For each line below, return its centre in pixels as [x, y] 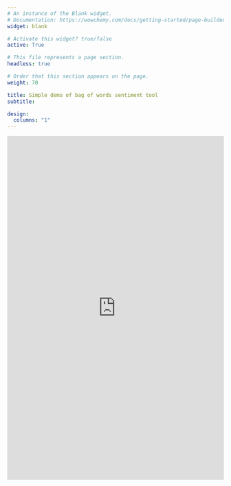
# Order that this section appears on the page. [78, 76]
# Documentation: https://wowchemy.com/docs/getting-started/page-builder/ [118, 20]
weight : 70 [23, 82]
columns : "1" [32, 120]
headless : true [29, 64]
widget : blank [27, 26]
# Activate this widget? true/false [59, 38]
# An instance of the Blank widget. [59, 13]
